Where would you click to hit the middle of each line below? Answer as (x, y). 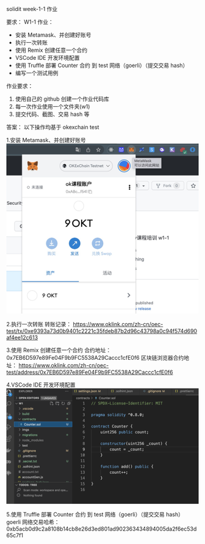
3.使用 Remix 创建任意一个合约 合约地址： (59, 350)
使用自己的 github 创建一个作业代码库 (62, 99)
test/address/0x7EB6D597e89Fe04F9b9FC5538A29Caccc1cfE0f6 (90, 372)
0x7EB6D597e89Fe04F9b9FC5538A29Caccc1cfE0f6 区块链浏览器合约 (95, 358)
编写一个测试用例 (37, 73)
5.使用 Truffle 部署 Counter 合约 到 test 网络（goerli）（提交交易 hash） (95, 514)
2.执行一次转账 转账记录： (39, 324)
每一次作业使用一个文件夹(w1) (52, 106)
